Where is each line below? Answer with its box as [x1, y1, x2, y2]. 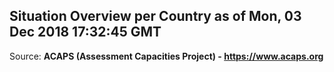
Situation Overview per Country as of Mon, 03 [9, 8, 302, 25]
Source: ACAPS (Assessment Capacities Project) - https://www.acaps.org [9, 50, 324, 62]
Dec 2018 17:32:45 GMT [9, 24, 162, 41]
